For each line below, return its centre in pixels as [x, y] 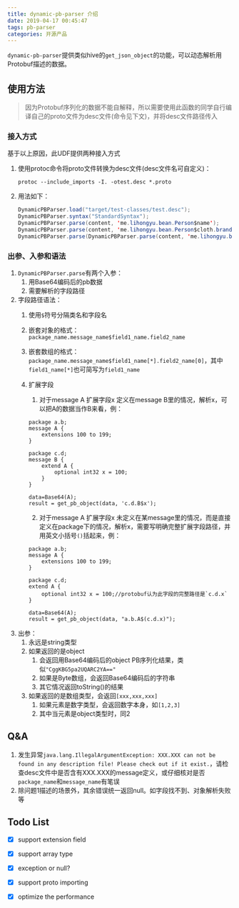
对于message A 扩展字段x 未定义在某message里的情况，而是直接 [135, 518]
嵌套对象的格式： [54, 330]
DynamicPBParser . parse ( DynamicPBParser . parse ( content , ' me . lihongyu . [123, 236]
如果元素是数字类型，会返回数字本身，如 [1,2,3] [110, 705]
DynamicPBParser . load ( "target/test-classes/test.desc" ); [104, 210]
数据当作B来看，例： [93, 409]
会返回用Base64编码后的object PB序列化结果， [108, 660]
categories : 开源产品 [37, 34]
